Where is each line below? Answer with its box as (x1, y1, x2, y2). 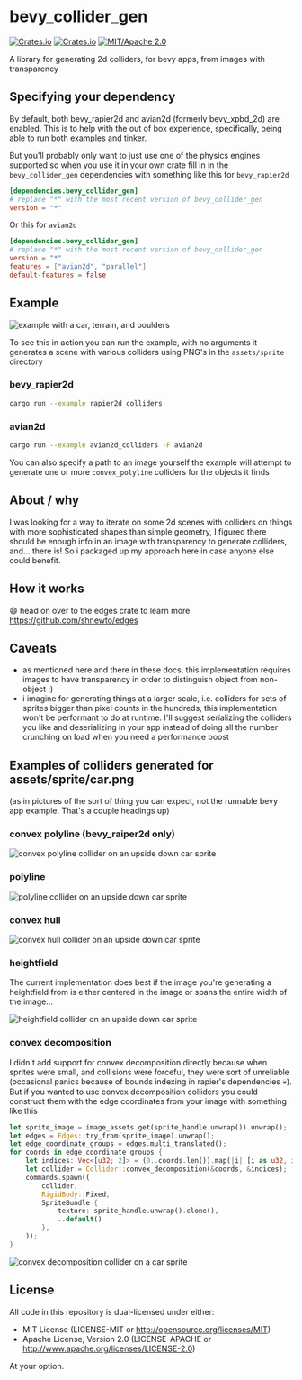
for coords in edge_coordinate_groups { (9, 1147, 164, 1157)
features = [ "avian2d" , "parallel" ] (9, 262, 147, 271)
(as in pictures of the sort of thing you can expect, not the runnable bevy (9, 796, 279, 807)
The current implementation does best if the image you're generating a (9, 977, 272, 988)
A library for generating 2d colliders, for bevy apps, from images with (9, 53, 265, 64)
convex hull (9, 913, 61, 926)
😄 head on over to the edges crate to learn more (9, 605, 191, 616)
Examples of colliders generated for (9, 757, 214, 772)
